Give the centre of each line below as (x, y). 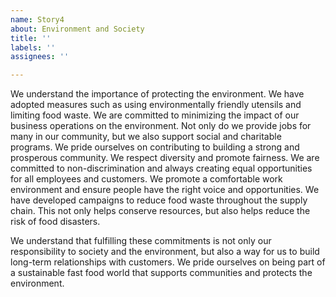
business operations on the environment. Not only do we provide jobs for (161, 126)
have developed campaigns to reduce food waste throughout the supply (159, 200)
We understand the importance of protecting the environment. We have (157, 94)
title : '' (31, 38)
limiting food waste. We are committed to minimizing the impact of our (155, 115)
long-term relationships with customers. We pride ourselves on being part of (168, 262)
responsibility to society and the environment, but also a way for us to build (165, 252)
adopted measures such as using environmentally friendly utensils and (156, 105)
